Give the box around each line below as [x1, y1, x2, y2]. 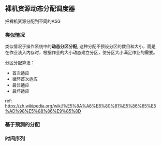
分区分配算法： [5, 60, 35, 66]
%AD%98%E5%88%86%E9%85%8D [5, 108, 81, 114]
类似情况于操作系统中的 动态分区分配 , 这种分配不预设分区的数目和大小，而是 [5, 44, 156, 49]
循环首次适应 [12, 76, 38, 82]
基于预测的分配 [5, 121, 40, 128]
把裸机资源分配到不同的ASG [5, 18, 61, 24]
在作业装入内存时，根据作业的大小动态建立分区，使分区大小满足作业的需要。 [5, 50, 158, 56]
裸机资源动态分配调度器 [5, 4, 75, 13]
